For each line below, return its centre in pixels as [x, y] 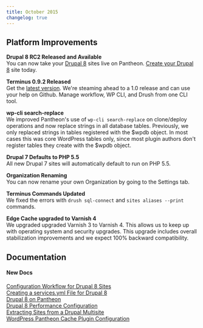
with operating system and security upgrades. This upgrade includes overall [102, 232]
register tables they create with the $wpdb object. [69, 145]
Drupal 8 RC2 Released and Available [54, 57]
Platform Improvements [52, 42]
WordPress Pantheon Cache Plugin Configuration [68, 318]
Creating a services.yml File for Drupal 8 [57, 293]
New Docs [19, 273]
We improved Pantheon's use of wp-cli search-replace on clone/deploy [97, 119]
